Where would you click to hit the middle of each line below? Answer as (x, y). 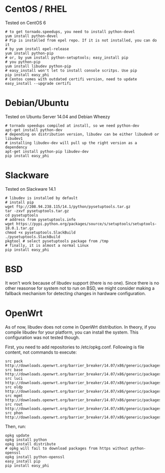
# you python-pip (23, 62)
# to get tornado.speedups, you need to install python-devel (70, 32)
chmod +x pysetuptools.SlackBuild (41, 233)
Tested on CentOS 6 (26, 23)
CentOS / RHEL (36, 9)
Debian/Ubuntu (37, 103)
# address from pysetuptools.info (41, 220)
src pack (14, 361)
